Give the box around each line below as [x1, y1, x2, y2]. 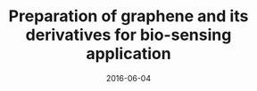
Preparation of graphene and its [8, 6, 249, 27]
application [85, 44, 172, 64]
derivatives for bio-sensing [25, 25, 232, 45]
